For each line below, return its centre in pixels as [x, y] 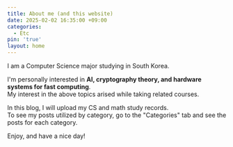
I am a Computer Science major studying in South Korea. [88, 66]
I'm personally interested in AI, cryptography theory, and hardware [104, 79]
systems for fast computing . [49, 87]
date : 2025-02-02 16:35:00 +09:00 [57, 20]
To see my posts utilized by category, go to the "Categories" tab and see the [117, 115]
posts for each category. [42, 122]
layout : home [26, 46]
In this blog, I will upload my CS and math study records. [88, 108]
